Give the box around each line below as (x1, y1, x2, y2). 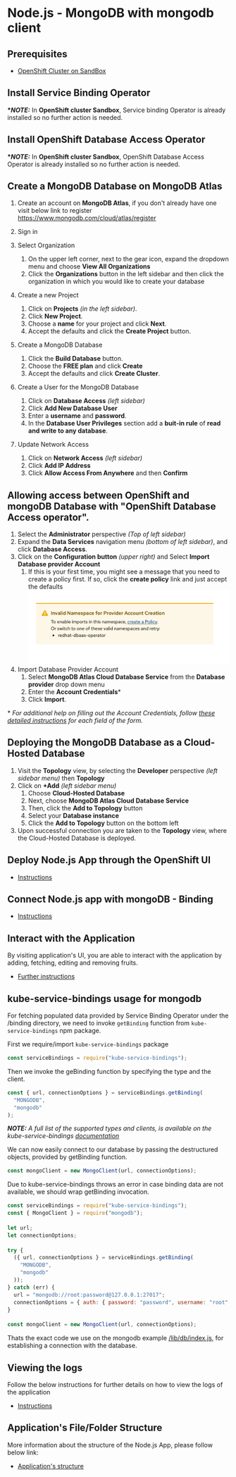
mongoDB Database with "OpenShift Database (7, 500, 216, 512)
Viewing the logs (7, 1361, 83, 1373)
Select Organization (17, 241, 75, 249)
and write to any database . (27, 426, 108, 435)
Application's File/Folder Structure (7, 1422, 163, 1434)
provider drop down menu (27, 680, 105, 688)
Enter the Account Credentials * (27, 687, 121, 696)
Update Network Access (17, 440, 89, 449)
